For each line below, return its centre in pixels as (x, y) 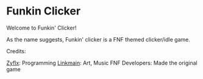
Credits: (16, 51)
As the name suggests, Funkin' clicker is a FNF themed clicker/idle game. (98, 39)
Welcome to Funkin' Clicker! (41, 28)
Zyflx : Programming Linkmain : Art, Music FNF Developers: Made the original (102, 63)
